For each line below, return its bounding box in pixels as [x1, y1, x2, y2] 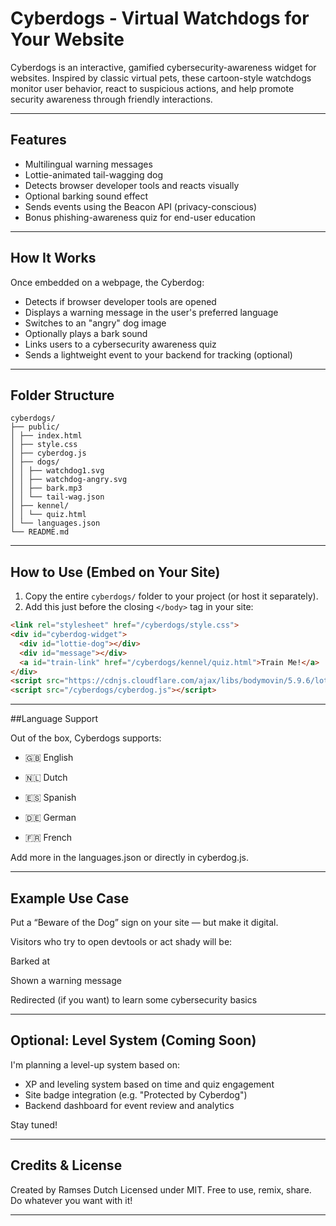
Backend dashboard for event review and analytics [24, 1099, 235, 1111]
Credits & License [10, 1157, 123, 1174]
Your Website [10, 28, 125, 51]
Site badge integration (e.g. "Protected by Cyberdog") [24, 1088, 248, 1101]
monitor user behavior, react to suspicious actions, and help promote [10, 82, 295, 94]
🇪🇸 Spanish [24, 792, 77, 804]
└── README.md [10, 527, 70, 537]
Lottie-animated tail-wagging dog [24, 168, 163, 181]
